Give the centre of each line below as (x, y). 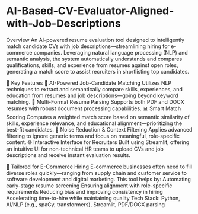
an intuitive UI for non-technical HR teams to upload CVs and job (85, 149)
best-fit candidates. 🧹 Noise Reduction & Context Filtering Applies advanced (99, 129)
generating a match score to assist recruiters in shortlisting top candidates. (98, 71)
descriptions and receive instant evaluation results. (68, 155)
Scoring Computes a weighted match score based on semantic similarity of (98, 117)
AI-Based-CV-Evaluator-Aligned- (90, 11)
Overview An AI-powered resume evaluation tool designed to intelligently (95, 40)
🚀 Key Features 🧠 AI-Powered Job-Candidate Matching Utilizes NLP (89, 83)
